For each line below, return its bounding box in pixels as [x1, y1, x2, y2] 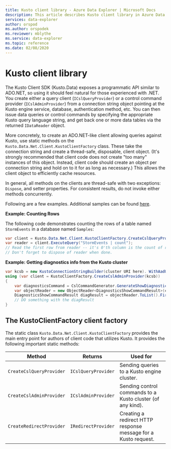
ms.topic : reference [5, 41, 49, 46]
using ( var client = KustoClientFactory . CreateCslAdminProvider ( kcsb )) [5, 273, 160, 279]
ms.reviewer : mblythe [5, 31, 51, 36]
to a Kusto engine [119, 368, 161, 375]
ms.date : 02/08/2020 [5, 45, 49, 51]
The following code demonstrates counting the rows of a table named [5, 220, 152, 227]
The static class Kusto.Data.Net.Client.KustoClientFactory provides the [5, 330, 158, 336]
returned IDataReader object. [5, 122, 66, 128]
